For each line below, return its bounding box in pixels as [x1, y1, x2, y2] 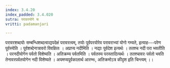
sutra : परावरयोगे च [5, 17, 39, 22]
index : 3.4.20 [5, 7, 36, 13]
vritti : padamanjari [5, 21, 49, 27]
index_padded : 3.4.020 [5, 12, 53, 17]
